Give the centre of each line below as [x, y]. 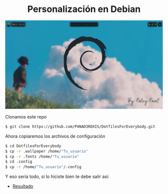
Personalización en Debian [84, 9]
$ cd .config [19, 162]
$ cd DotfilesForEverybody [33, 146]
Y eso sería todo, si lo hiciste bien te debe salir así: [57, 176]
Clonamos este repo [26, 116]
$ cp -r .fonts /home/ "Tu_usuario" [42, 156]
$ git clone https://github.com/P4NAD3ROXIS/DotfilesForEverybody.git [80, 126]
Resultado [23, 186]
